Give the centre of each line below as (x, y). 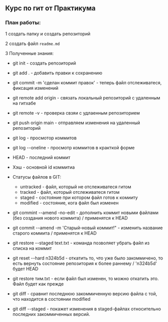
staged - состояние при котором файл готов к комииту (79, 197)
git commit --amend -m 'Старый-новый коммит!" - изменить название (88, 228)
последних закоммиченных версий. (51, 314)
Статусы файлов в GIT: (37, 177)
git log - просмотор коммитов (45, 138)
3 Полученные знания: (29, 53)
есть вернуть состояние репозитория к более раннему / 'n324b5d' (85, 263)
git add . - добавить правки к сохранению (57, 73)
